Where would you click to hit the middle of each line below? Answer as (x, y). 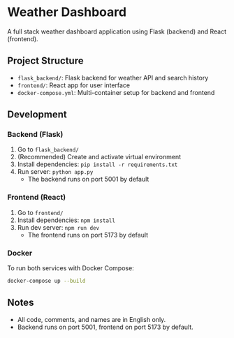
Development (37, 115)
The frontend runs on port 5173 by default (88, 235)
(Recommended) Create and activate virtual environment (99, 157)
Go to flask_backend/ (48, 149)
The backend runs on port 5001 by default (88, 179)
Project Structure (45, 61)
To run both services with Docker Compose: (71, 268)
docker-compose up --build (46, 281)
